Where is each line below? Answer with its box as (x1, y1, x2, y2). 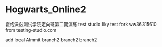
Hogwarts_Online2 (5, 4, 86, 15)
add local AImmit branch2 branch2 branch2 (5, 37, 97, 43)
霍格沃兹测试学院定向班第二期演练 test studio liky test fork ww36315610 (5, 21, 157, 27)
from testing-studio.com (5, 27, 57, 33)
